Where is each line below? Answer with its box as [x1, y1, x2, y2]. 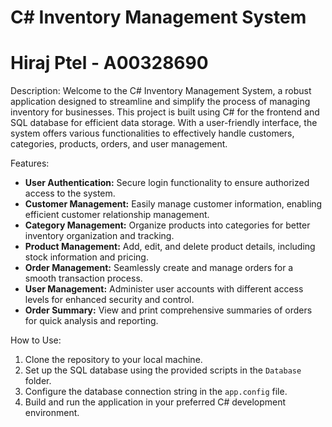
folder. [24, 375, 52, 387]
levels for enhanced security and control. [24, 294, 195, 306]
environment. [24, 407, 80, 419]
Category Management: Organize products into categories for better [24, 219, 311, 231]
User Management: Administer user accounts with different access [24, 283, 304, 295]
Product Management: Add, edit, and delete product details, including [24, 241, 316, 253]
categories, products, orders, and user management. [10, 138, 228, 150]
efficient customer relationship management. [24, 209, 210, 221]
